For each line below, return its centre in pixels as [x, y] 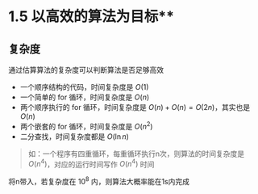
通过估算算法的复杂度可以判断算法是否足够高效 [86, 70]
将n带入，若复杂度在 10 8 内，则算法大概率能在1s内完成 [99, 181]
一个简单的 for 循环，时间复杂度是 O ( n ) [85, 97]
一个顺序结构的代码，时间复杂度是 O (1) [84, 87]
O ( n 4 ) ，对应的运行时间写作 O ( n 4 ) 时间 [91, 163]
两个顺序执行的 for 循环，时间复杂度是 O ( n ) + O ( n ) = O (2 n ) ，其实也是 [135, 107]
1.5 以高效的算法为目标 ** [92, 17]
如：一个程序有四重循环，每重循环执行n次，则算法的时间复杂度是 [136, 154]
